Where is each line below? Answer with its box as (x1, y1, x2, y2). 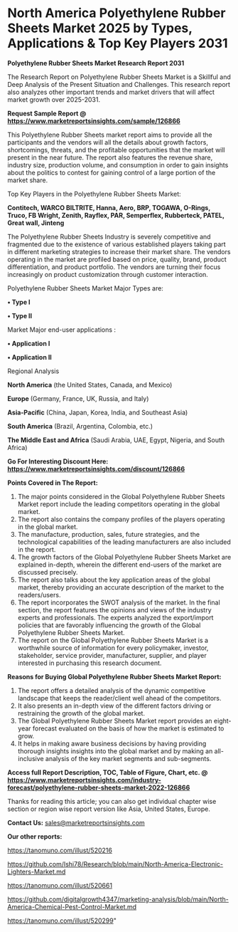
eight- (213, 716, 232, 725)
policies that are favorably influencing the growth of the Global (17, 621, 201, 629)
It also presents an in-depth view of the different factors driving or (17, 701, 212, 710)
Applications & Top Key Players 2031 (7, 36, 229, 51)
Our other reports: (7, 832, 63, 841)
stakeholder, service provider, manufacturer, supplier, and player (17, 651, 207, 659)
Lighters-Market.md (7, 867, 66, 876)
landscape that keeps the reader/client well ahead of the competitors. (17, 693, 222, 702)
